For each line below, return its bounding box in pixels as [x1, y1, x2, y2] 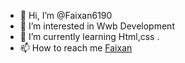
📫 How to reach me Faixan [19, 42, 133, 54]
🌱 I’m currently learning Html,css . [19, 31, 160, 42]
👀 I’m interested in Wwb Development [19, 20, 175, 32]
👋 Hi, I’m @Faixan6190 [19, 10, 113, 21]
